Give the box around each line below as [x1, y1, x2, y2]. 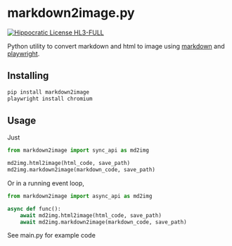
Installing [7, 70, 49, 82]
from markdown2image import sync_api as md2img [7, 147, 150, 154]
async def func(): [7, 205, 61, 212]
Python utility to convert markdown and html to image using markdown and [7, 42, 225, 50]
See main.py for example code [7, 231, 96, 240]
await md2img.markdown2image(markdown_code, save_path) [20, 219, 188, 226]
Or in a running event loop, [7, 178, 84, 187]
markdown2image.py [7, 5, 135, 21]
